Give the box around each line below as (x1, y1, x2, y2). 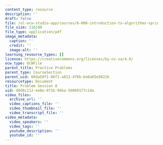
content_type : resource (5, 7, 53, 12)
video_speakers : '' (9, 119, 49, 124)
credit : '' (9, 43, 32, 48)
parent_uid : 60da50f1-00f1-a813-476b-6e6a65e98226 (5, 74, 110, 79)
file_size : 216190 (5, 25, 42, 30)
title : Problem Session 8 (5, 83, 57, 88)
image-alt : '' (9, 47, 38, 52)
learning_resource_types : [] (5, 52, 64, 57)
